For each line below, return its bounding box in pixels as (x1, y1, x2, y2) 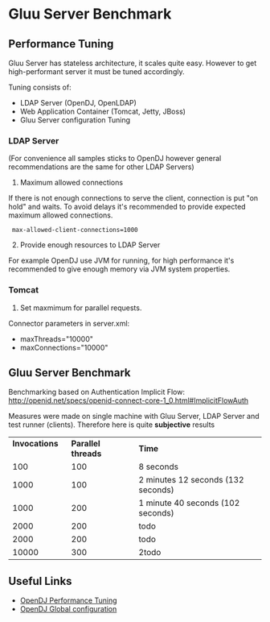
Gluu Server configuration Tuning (19, 115, 131, 125)
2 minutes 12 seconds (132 (138, 475, 244, 486)
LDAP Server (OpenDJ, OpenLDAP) (19, 98, 137, 107)
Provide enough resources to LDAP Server (19, 240, 161, 250)
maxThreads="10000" (19, 334, 94, 343)
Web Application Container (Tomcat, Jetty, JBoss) (19, 106, 186, 116)
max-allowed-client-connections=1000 (11, 226, 138, 234)
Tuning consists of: (8, 82, 72, 92)
